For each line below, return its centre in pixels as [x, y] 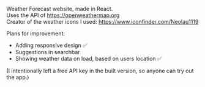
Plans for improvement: [36, 33]
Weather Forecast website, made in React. [60, 9]
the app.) [18, 77]
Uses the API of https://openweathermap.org [63, 15]
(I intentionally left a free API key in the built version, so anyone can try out [100, 71]
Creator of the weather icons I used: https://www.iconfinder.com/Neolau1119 [102, 22]
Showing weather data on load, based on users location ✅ [88, 58]
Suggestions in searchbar [48, 52]
